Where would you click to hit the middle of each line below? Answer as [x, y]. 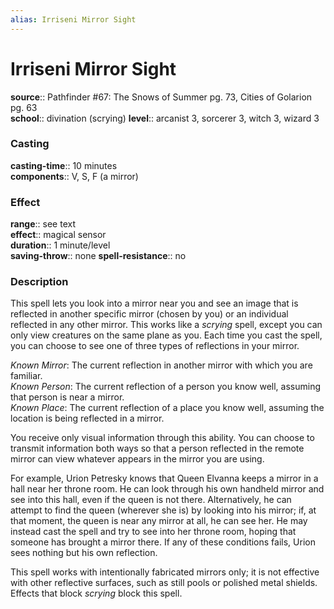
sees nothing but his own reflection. [84, 553]
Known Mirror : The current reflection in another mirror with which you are [161, 365]
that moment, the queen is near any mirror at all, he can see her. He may [159, 521]
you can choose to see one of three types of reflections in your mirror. [155, 346]
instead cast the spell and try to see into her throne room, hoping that [153, 532]
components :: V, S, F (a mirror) [74, 176]
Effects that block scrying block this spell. [96, 593]
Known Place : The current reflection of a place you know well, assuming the [167, 408]
